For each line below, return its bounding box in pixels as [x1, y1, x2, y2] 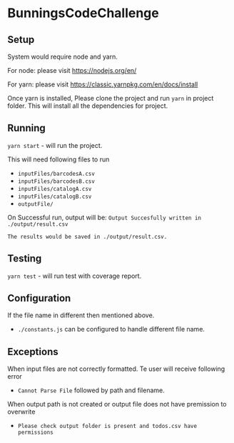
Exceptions [7, 345, 58, 358]
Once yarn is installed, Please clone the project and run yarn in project [7, 94, 214, 102]
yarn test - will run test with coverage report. [7, 272, 142, 280]
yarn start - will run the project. [7, 141, 103, 149]
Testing [7, 252, 42, 265]
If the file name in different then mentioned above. [7, 311, 155, 319]
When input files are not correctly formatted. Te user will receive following [7, 364, 225, 373]
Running [7, 122, 46, 134]
